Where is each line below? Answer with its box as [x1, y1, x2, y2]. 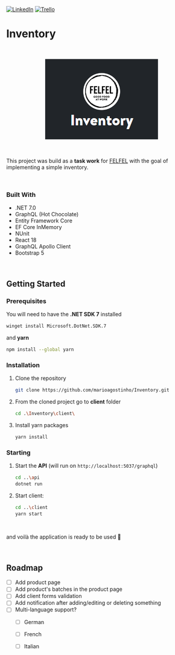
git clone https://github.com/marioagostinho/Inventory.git [14, 387, 170, 393]
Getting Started [6, 279, 66, 289]
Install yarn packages [14, 421, 69, 428]
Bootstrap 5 [14, 249, 45, 257]
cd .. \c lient [14, 504, 48, 510]
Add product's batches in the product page [14, 585, 122, 593]
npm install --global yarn [6, 346, 74, 353]
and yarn [6, 334, 29, 341]
